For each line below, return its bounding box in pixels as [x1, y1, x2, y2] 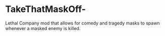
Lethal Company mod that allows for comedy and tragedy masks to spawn [5, 20, 160, 26]
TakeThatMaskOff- [5, 3, 86, 15]
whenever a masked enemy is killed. [5, 25, 81, 31]
